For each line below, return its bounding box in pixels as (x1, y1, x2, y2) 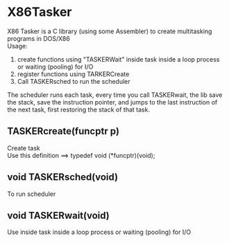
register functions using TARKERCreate (17, 70, 130, 78)
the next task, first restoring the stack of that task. (7, 105, 151, 114)
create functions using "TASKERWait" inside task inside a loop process (17, 55, 220, 63)
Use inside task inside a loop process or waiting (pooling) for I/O (7, 228, 192, 236)
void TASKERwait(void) (7, 209, 110, 222)
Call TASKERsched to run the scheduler (17, 77, 130, 85)
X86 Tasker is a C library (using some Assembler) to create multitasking (7, 27, 212, 35)
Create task (7, 143, 40, 152)
